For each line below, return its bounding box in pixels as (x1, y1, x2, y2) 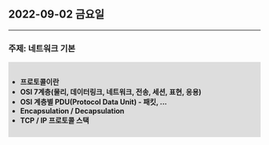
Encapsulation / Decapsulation (19, 107, 125, 116)
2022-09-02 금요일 (8, 7, 105, 22)
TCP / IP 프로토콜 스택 (19, 115, 90, 126)
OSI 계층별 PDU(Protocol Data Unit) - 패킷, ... (19, 97, 167, 107)
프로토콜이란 (19, 77, 60, 87)
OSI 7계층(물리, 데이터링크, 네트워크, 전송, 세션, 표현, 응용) (19, 87, 202, 97)
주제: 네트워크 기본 (8, 42, 76, 54)
